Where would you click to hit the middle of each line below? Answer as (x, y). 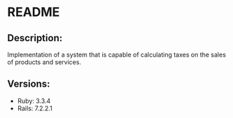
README (34, 12)
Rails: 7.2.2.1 (35, 108)
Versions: (29, 84)
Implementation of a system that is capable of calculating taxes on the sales (116, 54)
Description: (35, 38)
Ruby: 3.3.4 (34, 101)
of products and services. (44, 62)
